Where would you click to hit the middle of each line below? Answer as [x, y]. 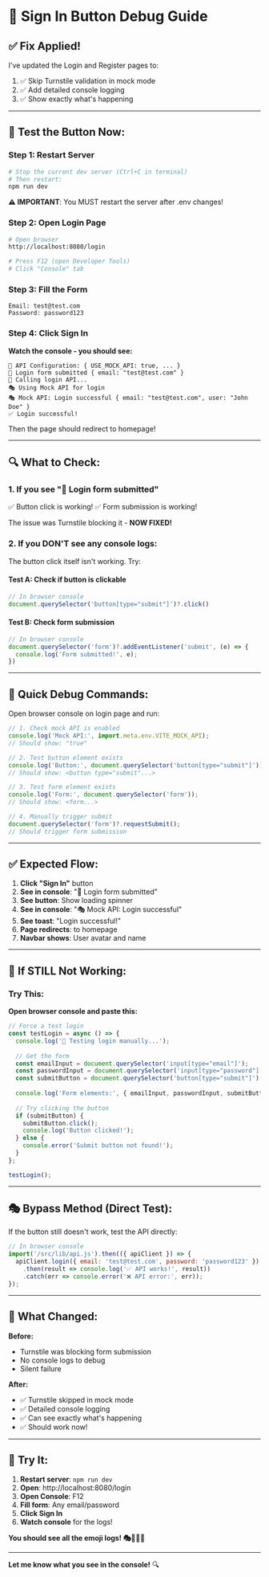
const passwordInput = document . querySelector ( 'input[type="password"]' [139, 1071]
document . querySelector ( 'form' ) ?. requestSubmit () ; [94, 824]
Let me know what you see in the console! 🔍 [84, 1565]
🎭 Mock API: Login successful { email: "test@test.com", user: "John [128, 398]
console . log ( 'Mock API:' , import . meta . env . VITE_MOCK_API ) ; [109, 736]
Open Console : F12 [52, 1497]
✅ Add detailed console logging [72, 90]
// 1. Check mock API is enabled [64, 729]
